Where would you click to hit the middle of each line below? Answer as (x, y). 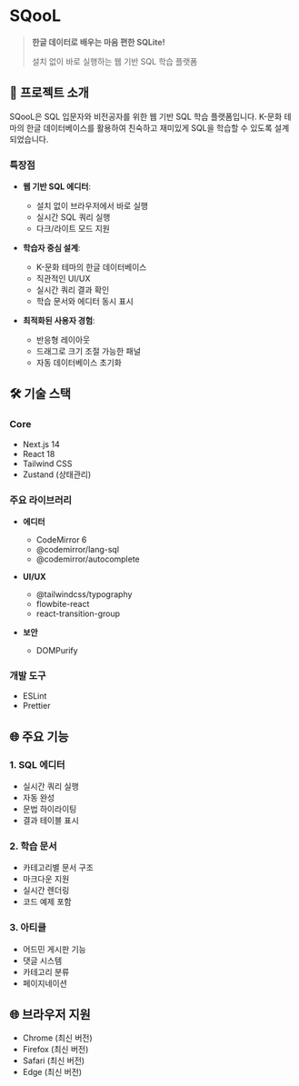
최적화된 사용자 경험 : (59, 321)
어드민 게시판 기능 (54, 949)
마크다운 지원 (46, 879)
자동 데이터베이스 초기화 (79, 363)
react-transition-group (78, 613)
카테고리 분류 (46, 971)
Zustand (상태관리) (57, 474)
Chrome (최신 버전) (57, 1038)
